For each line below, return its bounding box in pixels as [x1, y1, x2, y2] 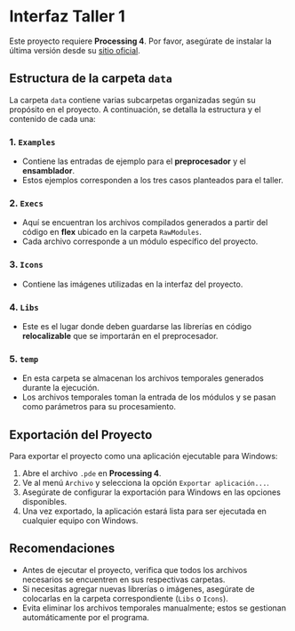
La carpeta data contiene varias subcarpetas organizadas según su [9, 94, 256, 105]
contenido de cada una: [9, 113, 96, 124]
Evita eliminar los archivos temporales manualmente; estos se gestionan [21, 603, 287, 613]
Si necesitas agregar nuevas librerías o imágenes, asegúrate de [21, 583, 255, 594]
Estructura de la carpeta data [9, 71, 173, 86]
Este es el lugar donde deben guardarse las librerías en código [21, 320, 251, 331]
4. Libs [9, 301, 39, 313]
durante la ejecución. [21, 383, 100, 393]
